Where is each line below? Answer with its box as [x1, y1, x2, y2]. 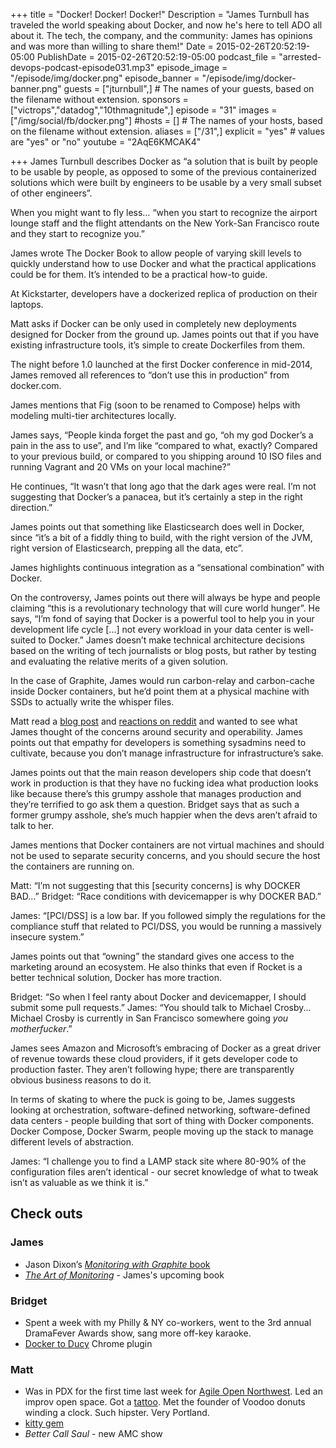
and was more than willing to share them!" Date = [10, 40, 214, 52]
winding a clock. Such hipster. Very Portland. [24, 1407, 210, 1419]
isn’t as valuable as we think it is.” [10, 1177, 149, 1188]
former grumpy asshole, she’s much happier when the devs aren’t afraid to [10, 809, 318, 821]
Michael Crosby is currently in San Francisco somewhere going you [10, 1012, 289, 1024]
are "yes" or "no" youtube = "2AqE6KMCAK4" [10, 136, 202, 148]
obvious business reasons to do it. [10, 1074, 152, 1086]
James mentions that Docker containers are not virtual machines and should [10, 839, 325, 851]
